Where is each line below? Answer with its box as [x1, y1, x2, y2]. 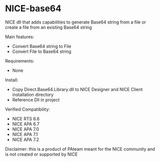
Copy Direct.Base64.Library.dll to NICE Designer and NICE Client [12, 86, 143, 92]
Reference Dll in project [12, 96, 60, 103]
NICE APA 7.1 [12, 131, 38, 137]
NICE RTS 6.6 [12, 116, 40, 121]
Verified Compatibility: [5, 106, 50, 112]
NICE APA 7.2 [12, 137, 39, 142]
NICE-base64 [5, 3, 62, 14]
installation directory [12, 92, 54, 97]
